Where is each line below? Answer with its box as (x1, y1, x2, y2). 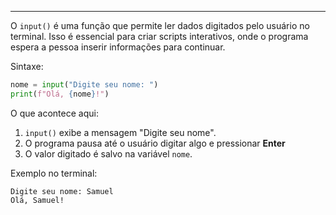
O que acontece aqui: (10, 107, 99, 119)
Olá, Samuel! (10, 195, 65, 205)
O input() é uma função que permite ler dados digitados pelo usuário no (10, 20, 310, 31)
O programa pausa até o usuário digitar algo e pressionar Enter (24, 137, 286, 149)
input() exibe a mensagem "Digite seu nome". (24, 126, 217, 138)
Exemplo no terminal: (10, 167, 98, 179)
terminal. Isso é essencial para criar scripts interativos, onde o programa (10, 31, 309, 42)
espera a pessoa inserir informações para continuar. (10, 41, 226, 53)
